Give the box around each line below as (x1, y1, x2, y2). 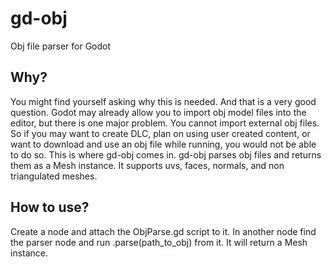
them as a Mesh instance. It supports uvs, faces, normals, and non (10, 159, 285, 171)
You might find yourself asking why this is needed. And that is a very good (10, 95, 317, 107)
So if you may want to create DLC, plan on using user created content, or (10, 127, 311, 139)
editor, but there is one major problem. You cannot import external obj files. (10, 117, 320, 129)
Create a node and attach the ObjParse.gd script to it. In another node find (10, 225, 317, 237)
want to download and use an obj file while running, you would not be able (10, 138, 317, 150)
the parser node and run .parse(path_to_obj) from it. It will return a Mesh (10, 236, 308, 248)
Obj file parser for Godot (10, 40, 112, 52)
